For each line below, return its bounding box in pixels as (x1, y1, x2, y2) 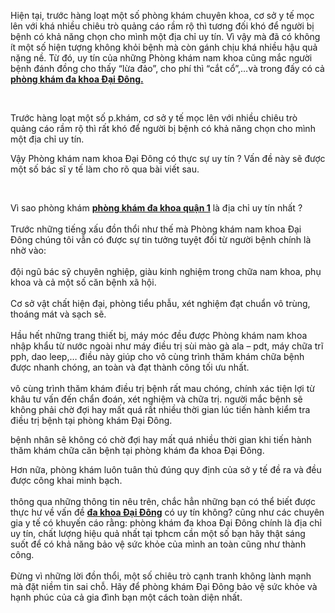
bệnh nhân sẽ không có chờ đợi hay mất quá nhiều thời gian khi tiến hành (10, 434, 312, 445)
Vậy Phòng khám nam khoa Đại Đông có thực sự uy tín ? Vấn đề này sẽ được (10, 153, 326, 164)
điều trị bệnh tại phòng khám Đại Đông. (10, 415, 173, 426)
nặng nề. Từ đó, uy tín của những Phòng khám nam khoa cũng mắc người (10, 52, 313, 64)
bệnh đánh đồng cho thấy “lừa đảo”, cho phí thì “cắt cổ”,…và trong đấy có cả (10, 63, 325, 74)
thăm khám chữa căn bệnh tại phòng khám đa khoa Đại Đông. (10, 445, 265, 456)
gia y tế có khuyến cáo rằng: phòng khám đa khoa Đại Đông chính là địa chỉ (10, 517, 322, 529)
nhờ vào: (10, 245, 47, 256)
